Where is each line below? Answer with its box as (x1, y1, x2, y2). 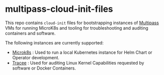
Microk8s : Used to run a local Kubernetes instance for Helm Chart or (12, 49, 153, 55)
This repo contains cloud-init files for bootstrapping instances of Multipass (5, 20, 159, 26)
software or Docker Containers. (12, 65, 76, 71)
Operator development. (12, 54, 60, 60)
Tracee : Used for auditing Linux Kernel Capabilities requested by (12, 60, 144, 66)
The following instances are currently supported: (5, 39, 104, 45)
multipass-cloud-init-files (5, 3, 113, 15)
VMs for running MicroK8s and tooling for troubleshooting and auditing (5, 25, 149, 31)
